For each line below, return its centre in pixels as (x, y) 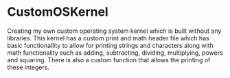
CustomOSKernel (58, 12)
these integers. (28, 67)
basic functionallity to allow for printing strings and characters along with (111, 45)
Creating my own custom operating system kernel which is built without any (114, 31)
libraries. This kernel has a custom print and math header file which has (108, 38)
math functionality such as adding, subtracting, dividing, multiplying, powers (115, 53)
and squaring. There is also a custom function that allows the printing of (109, 60)
